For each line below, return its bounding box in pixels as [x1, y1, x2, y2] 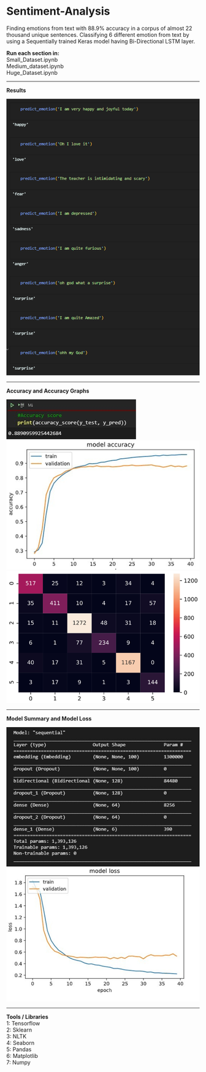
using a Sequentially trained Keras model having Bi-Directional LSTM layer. [6, 37, 195, 45]
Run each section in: [6, 49, 59, 56]
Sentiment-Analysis [6, 4, 110, 18]
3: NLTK [6, 1033, 27, 1040]
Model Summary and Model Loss [6, 715, 92, 722]
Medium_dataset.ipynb [6, 62, 64, 70]
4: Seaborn [6, 1040, 35, 1047]
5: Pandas [6, 1046, 32, 1053]
